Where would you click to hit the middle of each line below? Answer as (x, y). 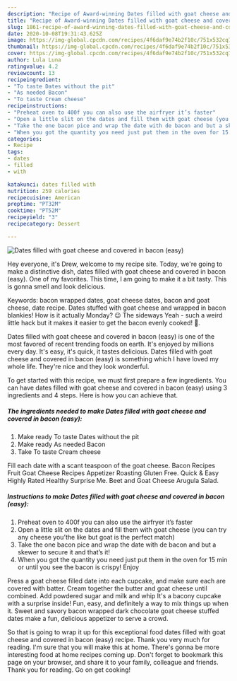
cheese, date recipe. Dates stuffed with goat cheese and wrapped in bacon (117, 308)
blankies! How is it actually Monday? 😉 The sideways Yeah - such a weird (115, 315)
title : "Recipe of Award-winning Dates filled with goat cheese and (110, 21)
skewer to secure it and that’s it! (64, 552)
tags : (15, 152)
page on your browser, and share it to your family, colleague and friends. (113, 662)
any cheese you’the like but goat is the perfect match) (96, 537)
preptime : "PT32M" (34, 204)
